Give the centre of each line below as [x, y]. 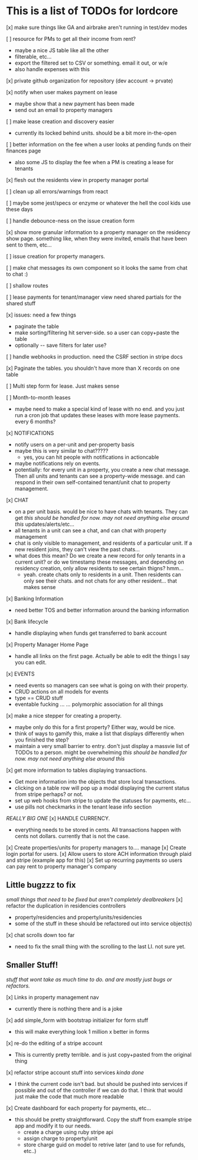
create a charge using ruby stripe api [68, 1132]
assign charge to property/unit [60, 1138]
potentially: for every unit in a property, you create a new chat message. [102, 469]
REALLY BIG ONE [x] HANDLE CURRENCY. [58, 818]
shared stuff [21, 303]
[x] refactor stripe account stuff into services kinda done [75, 1072]
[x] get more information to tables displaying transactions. [77, 770]
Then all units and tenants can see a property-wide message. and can [100, 476]
